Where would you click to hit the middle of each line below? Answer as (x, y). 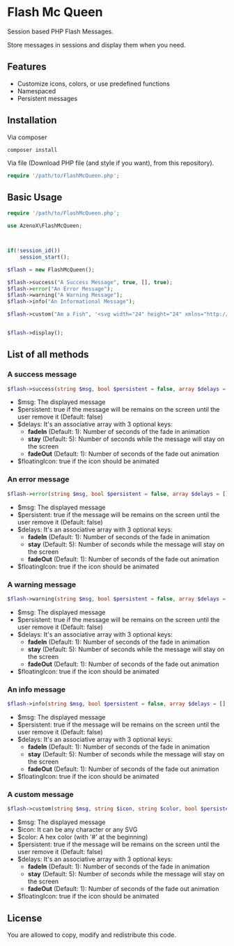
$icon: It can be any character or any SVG (77, 830)
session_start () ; (45, 257)
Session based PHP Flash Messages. (60, 31)
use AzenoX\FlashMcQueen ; (45, 226)
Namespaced (37, 91)
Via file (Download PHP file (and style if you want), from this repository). (111, 163)
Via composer (27, 137)
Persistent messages (47, 98)
